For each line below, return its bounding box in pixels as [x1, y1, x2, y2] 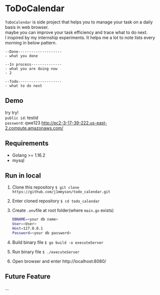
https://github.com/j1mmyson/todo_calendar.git [12, 190, 110, 195]
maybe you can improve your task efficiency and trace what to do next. [5, 29, 148, 35]
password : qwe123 [5, 120, 40, 126]
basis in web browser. [5, 24, 49, 30]
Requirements [5, 139, 49, 148]
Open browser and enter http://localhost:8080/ [12, 258, 107, 264]
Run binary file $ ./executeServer [12, 249, 80, 255]
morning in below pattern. [5, 39, 57, 45]
